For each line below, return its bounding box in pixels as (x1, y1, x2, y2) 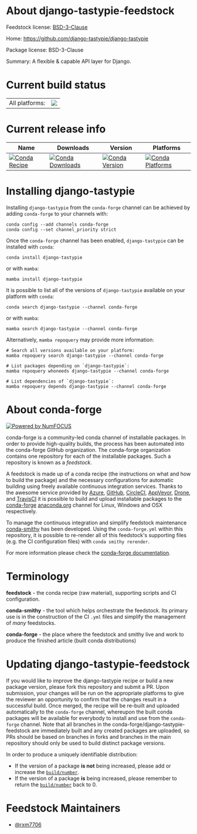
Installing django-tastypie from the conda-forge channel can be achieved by (6, 204, 191, 211)
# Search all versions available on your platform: (6, 347, 135, 353)
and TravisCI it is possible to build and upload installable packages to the (6, 495, 182, 502)
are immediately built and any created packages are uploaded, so (31, 727, 190, 734)
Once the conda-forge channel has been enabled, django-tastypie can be (6, 237, 184, 244)
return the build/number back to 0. (14, 781, 97, 788)
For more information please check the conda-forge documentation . (6, 549, 171, 556)
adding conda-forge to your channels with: (6, 210, 108, 217)
